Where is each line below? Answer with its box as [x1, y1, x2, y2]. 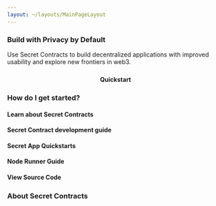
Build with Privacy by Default [7, 34, 106, 44]
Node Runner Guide [7, 157, 65, 165]
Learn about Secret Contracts [7, 110, 94, 119]
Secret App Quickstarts [7, 141, 76, 150]
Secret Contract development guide [7, 126, 112, 134]
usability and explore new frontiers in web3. [7, 57, 131, 65]
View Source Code [7, 173, 62, 181]
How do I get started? [7, 93, 80, 103]
